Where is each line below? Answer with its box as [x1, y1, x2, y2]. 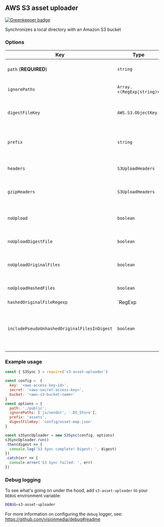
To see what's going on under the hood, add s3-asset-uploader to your [5, 488, 148, 494]
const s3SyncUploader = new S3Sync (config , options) [5, 433, 115, 438]
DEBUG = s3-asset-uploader [5, 502, 56, 507]
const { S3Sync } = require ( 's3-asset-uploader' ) [5, 369, 108, 374]
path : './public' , [9, 406, 47, 411]
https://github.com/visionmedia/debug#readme [5, 516, 101, 522]
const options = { [5, 401, 42, 406]
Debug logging [5, 476, 41, 483]
